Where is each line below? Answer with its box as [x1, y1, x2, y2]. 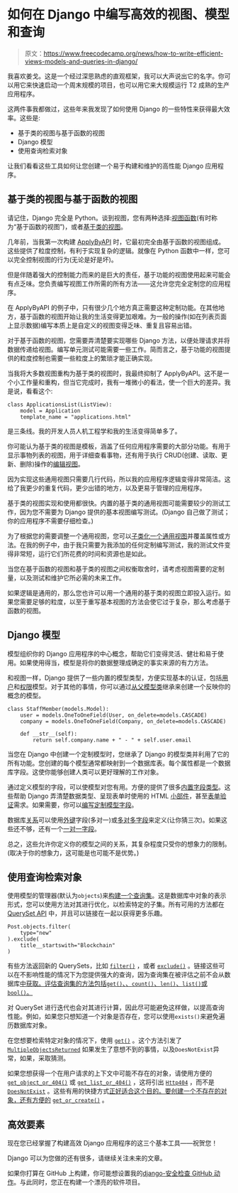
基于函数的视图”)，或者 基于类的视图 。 [16, 222, 127, 231]
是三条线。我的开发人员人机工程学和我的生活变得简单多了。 [7, 427, 181, 435]
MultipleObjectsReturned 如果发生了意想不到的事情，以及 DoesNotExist [7, 1045, 214, 1054]
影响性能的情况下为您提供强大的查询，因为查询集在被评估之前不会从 [25, 970, 225, 979]
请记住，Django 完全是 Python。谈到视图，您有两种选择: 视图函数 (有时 [7, 213, 212, 222]
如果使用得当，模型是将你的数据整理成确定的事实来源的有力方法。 [19, 658, 212, 667]
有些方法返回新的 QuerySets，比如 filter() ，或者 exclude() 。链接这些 [7, 961, 219, 970]
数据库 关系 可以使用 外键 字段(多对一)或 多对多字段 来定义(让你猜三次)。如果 [7, 815, 222, 824]
